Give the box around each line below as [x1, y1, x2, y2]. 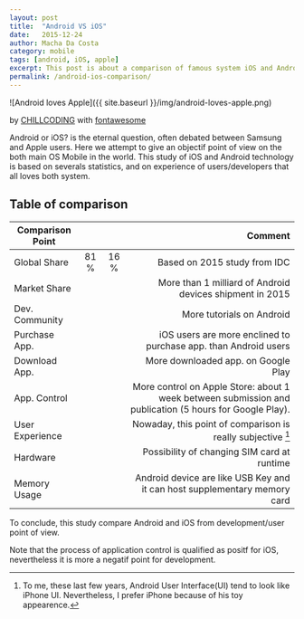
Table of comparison [9, 196, 128, 213]
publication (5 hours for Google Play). [130, 403, 290, 415]
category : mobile [9, 47, 75, 56]
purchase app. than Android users [146, 339, 290, 352]
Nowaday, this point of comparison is [132, 417, 290, 430]
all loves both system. [9, 170, 90, 181]
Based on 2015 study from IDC [157, 255, 290, 268]
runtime [257, 456, 290, 469]
